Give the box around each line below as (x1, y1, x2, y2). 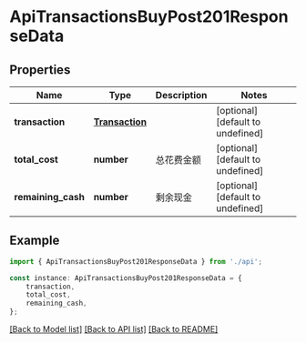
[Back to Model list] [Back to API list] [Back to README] (9, 324, 219, 335)
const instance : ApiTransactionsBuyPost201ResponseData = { (9, 273, 243, 283)
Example (9, 233, 60, 248)
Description (155, 89, 208, 101)
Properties (9, 62, 71, 77)
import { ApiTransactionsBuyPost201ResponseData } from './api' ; (9, 257, 262, 266)
